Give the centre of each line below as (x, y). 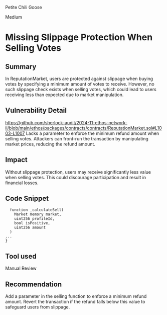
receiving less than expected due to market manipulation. (64, 95)
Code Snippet (27, 199)
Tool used (21, 256)
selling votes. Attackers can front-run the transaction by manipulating (77, 138)
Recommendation (33, 284)
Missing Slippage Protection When (79, 37)
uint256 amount (30, 228)
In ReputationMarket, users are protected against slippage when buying (79, 78)
